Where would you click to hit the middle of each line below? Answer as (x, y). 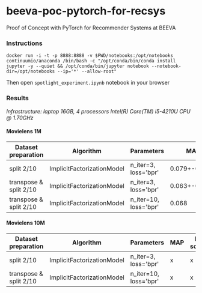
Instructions (25, 43)
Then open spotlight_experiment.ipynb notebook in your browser (88, 83)
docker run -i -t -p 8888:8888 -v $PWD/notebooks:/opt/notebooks (90, 56)
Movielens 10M (26, 223)
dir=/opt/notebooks (31, 71)
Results (17, 98)
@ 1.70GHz (20, 118)
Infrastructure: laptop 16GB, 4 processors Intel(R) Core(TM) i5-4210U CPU (98, 111)
